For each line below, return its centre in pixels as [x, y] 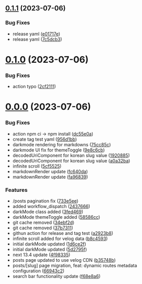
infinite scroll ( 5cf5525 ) [37, 166]
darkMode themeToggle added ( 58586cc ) [56, 217]
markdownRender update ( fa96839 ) [50, 177]
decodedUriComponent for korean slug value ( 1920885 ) [71, 155]
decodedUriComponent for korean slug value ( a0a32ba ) [71, 160]
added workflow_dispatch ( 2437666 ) [51, 206]
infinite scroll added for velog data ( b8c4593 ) [60, 238]
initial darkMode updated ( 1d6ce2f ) [49, 244]
